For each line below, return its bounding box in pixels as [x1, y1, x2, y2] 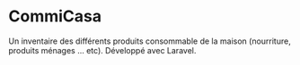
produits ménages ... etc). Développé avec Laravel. [8, 45, 197, 55]
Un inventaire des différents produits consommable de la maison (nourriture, [8, 36, 291, 46]
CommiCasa [8, 6, 102, 27]
